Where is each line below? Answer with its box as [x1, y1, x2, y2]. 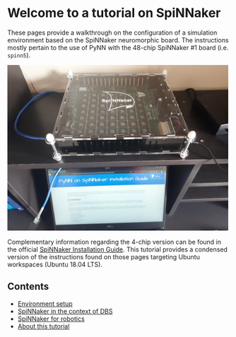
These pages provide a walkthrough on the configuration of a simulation [7, 28, 218, 37]
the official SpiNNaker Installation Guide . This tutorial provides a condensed [7, 245, 228, 254]
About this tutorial [17, 321, 70, 330]
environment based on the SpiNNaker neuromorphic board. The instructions [7, 35, 229, 44]
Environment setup [17, 299, 73, 308]
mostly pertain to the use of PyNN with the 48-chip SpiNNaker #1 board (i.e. [7, 43, 229, 52]
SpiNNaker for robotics [17, 314, 85, 323]
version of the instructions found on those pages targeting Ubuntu [7, 252, 200, 261]
